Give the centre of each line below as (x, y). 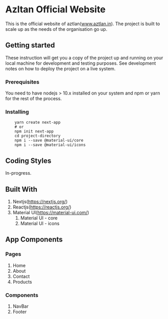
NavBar (21, 306)
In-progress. (18, 173)
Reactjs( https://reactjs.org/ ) (42, 207)
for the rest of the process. (34, 99)
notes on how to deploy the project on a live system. (60, 68)
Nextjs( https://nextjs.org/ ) (40, 201)
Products (22, 282)
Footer (20, 311)
